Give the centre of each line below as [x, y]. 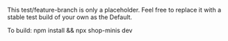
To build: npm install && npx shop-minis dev [70, 30]
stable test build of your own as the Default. [70, 17]
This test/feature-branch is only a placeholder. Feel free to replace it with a [114, 10]
